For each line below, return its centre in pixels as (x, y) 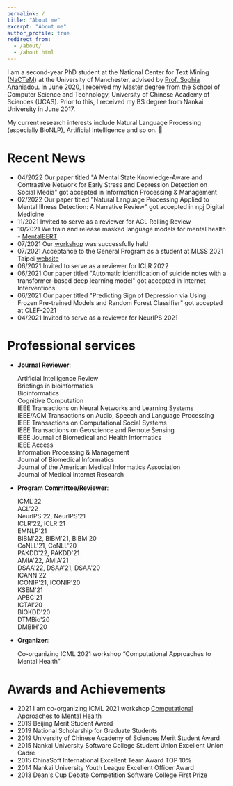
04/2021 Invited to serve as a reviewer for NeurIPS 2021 (97, 318)
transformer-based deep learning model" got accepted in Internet (112, 280)
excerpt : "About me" (37, 26)
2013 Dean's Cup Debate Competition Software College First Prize (112, 775)
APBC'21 (30, 597)
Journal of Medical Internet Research (70, 474)
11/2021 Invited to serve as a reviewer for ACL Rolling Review (104, 221)
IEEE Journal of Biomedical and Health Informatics (89, 437)
